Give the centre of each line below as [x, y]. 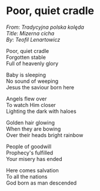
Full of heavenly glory [32, 63]
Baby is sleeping [26, 75]
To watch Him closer [31, 105]
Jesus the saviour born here [40, 87]
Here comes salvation [32, 170]
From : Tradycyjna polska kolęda [45, 27]
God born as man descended [41, 183]
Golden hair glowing [30, 122]
